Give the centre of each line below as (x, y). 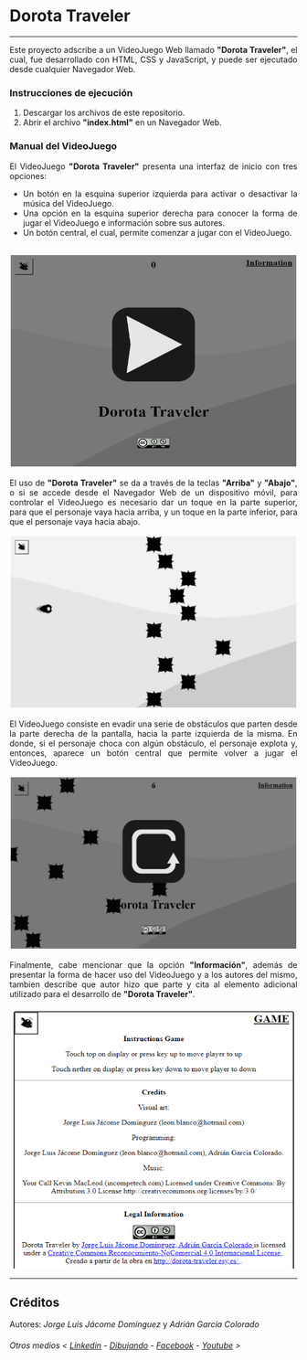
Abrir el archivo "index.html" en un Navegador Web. (122, 122)
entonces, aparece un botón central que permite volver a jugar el (153, 753)
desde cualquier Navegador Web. (73, 69)
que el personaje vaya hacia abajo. (75, 521)
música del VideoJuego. (68, 203)
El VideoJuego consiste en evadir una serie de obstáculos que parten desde (153, 724)
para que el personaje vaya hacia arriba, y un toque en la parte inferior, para (153, 512)
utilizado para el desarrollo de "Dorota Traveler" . (102, 993)
